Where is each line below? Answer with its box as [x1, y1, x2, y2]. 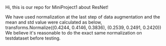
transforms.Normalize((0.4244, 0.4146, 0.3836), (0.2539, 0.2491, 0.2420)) [5, 24, 161, 30]
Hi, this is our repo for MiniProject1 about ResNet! [5, 4, 108, 10]
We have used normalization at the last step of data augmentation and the [5, 14, 160, 19]
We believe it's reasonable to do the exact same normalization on [5, 30, 142, 35]
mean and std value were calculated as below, [5, 19, 102, 25]
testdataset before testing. [5, 35, 61, 41]
